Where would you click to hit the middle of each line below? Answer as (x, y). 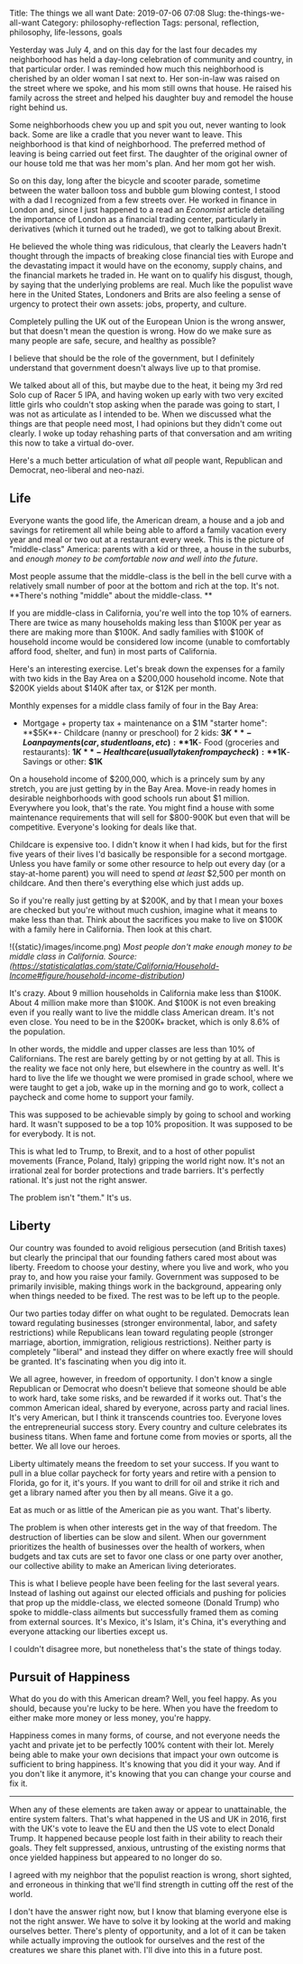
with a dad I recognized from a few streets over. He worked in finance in (143, 200)
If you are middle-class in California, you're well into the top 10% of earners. (151, 613)
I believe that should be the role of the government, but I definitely (132, 358)
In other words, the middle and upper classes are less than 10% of (132, 1048)
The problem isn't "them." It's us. (71, 1198)
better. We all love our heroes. (65, 1446)
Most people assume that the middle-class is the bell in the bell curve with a (151, 576)
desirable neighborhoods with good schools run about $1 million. (130, 798)
